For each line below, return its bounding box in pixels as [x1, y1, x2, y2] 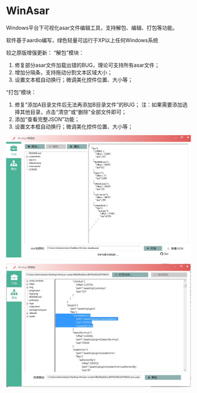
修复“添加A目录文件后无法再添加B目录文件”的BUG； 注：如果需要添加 [14, 101, 183, 108]
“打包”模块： [6, 88, 37, 95]
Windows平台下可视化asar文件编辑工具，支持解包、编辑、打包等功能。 [6, 24, 178, 31]
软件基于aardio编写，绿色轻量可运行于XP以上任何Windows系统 [6, 36, 158, 43]
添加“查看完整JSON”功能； [14, 115, 80, 122]
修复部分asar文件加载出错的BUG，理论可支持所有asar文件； [14, 61, 160, 69]
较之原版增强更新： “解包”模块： [6, 49, 84, 56]
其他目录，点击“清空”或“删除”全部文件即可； [19, 108, 127, 115]
